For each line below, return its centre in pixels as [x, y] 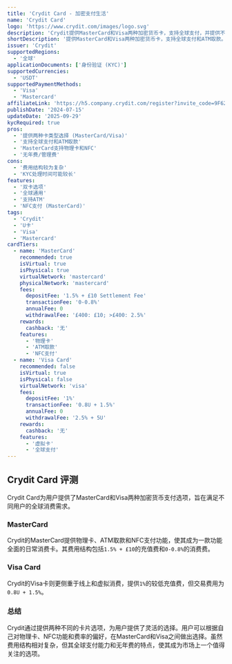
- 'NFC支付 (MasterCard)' [50, 206]
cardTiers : [23, 245]
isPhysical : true [45, 270]
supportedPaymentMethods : [44, 84]
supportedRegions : [33, 52]
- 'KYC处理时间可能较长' [45, 174]
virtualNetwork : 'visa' [54, 386]
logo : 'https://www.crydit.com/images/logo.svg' [78, 26]
